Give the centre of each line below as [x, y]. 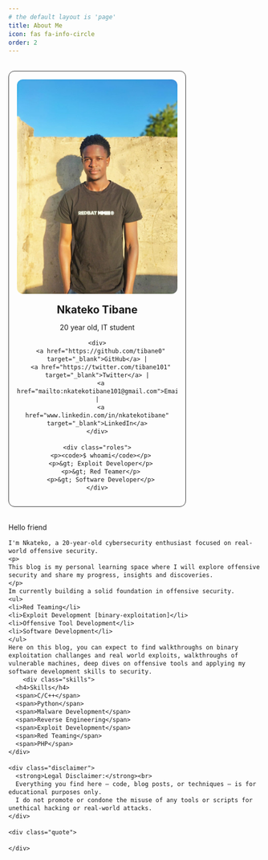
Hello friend [28, 527]
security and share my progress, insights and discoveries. [111, 575]
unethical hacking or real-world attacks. [80, 808]
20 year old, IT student [97, 327]
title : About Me [35, 25]
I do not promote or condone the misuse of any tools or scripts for [134, 800]
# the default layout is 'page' [62, 17]
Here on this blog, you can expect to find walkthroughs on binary [124, 647]
